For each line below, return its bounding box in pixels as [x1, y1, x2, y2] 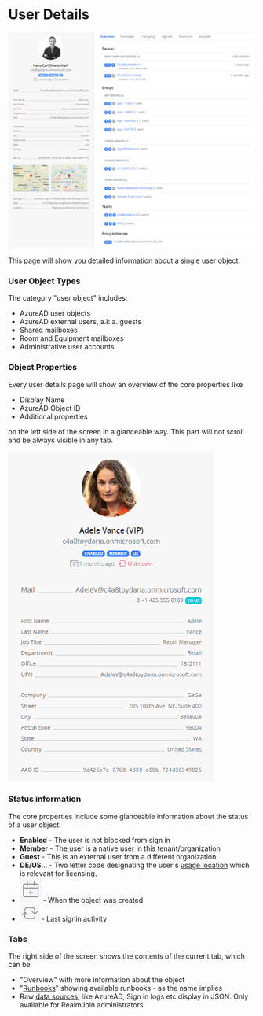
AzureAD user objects [19, 308, 91, 318]
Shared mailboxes [19, 325, 79, 335]
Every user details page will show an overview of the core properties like [8, 379, 243, 389]
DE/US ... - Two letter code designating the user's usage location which [19, 860, 250, 870]
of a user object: [8, 820, 61, 829]
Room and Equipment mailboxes [19, 334, 124, 343]
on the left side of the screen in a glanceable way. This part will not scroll [8, 427, 245, 436]
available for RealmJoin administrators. [19, 1000, 146, 1010]
